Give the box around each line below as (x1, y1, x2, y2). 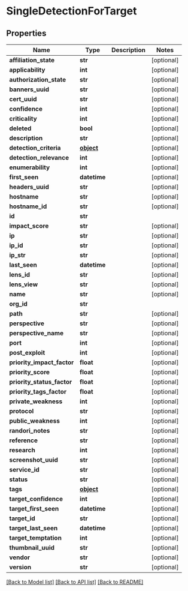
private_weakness (9, 397, 63, 406)
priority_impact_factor (9, 358, 74, 367)
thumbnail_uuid (9, 544, 55, 551)
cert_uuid (9, 95, 37, 103)
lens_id (9, 271, 31, 278)
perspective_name (9, 329, 64, 337)
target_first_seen (9, 505, 59, 512)
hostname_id (9, 202, 47, 211)
